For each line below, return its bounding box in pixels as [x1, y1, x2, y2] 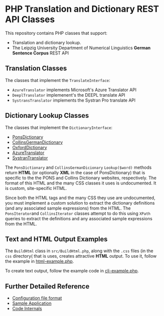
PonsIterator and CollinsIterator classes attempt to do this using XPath [5, 210, 151, 216]
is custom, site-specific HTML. [5, 185, 67, 191]
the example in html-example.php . [5, 259, 74, 264]
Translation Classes [5, 64, 67, 73]
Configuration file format [12, 295, 62, 301]
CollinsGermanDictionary [12, 139, 63, 145]
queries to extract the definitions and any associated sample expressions [5, 215, 153, 221]
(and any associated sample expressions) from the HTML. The [5, 205, 131, 211]
